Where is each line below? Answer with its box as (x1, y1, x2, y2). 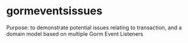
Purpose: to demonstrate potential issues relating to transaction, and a (6, 24, 182, 31)
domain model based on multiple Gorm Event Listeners (6, 30, 144, 37)
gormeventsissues (6, 4, 103, 18)
